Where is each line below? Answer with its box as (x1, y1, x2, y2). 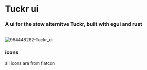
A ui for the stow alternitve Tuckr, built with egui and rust (5, 21, 143, 28)
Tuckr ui (5, 3, 39, 15)
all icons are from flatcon (5, 60, 55, 66)
